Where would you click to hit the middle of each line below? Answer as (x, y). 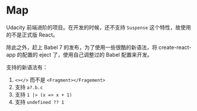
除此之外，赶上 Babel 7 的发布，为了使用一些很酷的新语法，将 (82, 47)
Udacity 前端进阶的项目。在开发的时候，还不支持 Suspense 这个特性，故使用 (99, 27)
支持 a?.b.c (29, 87)
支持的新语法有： (27, 67)
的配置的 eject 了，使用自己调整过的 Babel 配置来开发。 (85, 54)
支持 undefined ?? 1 (39, 102)
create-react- (175, 47)
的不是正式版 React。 (32, 35)
